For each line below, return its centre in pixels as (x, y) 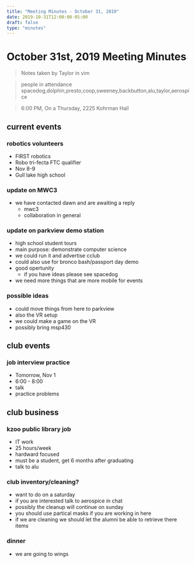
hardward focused (37, 455)
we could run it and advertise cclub (58, 256)
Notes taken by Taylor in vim (55, 73)
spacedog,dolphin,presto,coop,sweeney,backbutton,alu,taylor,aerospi (105, 91)
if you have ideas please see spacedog (71, 274)
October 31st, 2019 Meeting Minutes (97, 57)
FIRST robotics (33, 156)
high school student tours (46, 243)
